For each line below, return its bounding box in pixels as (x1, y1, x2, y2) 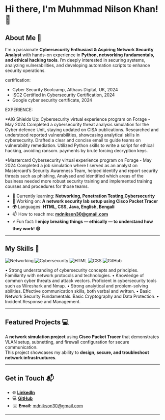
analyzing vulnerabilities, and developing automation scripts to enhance (5, 63, 150, 68)
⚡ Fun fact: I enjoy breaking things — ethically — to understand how (12, 218, 153, 224)
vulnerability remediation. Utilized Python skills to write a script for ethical (5, 142, 154, 148)
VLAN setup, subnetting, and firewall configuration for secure (5, 339, 130, 345)
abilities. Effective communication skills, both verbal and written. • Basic (5, 288, 151, 294)
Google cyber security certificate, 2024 (12, 97, 92, 103)
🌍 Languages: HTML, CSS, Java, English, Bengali (12, 204, 114, 210)
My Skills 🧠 (5, 245, 39, 253)
